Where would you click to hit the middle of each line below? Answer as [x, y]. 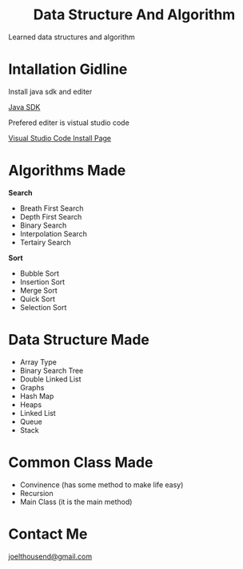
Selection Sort [43, 307]
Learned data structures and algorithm [72, 37]
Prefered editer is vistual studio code [69, 123]
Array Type [38, 361]
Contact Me [48, 534]
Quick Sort [38, 299]
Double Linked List [50, 379]
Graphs [32, 387]
